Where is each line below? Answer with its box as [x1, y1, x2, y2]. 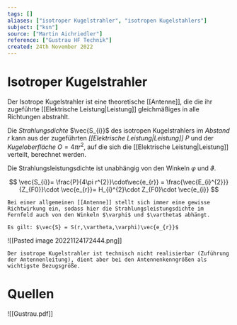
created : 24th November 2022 [7, 43, 93, 50]
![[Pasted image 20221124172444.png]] [7, 236, 122, 245]
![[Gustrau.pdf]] [7, 309, 53, 318]
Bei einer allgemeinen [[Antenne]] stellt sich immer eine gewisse [7, 199, 211, 206]
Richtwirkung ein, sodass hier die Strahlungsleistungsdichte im [7, 205, 204, 212]
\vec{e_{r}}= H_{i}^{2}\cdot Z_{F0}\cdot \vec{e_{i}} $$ [60, 185, 219, 194]
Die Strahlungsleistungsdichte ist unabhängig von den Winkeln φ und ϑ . [7, 164, 216, 172]
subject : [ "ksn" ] [7, 23, 59, 31]
